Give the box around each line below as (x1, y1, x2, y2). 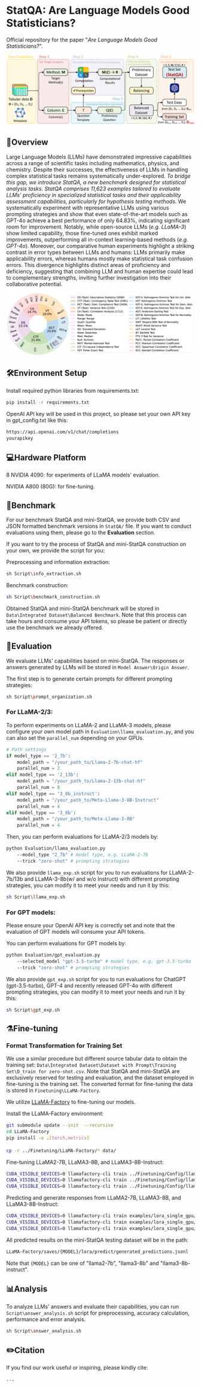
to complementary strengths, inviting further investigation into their (6, 274, 172, 281)
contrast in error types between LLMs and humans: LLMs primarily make (6, 248, 185, 256)
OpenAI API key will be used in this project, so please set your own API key (6, 410, 191, 417)
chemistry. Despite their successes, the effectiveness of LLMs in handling (6, 166, 188, 173)
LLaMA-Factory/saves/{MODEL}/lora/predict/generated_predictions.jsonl (6, 1249, 188, 1255)
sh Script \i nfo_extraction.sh (6, 571, 82, 577)
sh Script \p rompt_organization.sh (6, 694, 93, 700)
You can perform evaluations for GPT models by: (6, 940, 127, 947)
